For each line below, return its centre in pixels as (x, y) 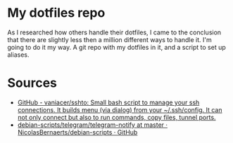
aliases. (18, 55)
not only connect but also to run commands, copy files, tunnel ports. (116, 117)
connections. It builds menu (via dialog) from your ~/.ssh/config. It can (120, 109)
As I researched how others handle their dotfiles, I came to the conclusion (114, 32)
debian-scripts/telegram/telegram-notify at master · (92, 125)
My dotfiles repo (56, 13)
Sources (32, 83)
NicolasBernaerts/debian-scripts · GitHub (77, 132)
